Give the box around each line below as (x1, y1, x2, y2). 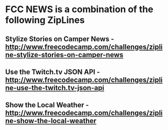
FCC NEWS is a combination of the (5, 4, 154, 15)
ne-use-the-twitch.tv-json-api (5, 83, 105, 92)
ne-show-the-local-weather (5, 117, 96, 125)
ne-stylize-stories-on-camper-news (5, 50, 123, 59)
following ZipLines (5, 14, 85, 26)
